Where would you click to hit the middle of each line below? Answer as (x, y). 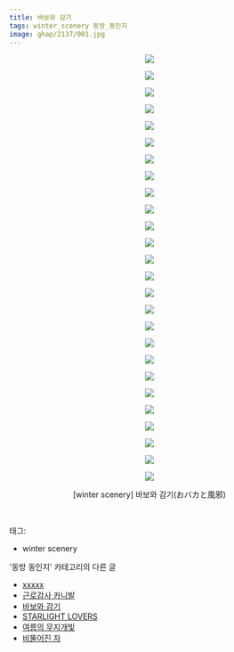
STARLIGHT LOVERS (60, 616)
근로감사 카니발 (48, 595)
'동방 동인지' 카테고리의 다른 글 (63, 567)
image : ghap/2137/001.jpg (57, 34)
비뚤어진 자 (41, 639)
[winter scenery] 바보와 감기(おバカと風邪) (149, 494)
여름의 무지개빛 (48, 627)
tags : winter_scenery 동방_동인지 (69, 26)
